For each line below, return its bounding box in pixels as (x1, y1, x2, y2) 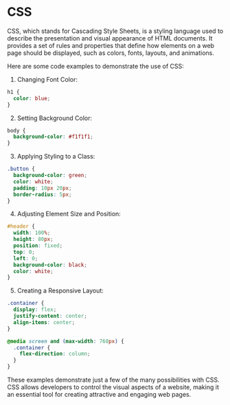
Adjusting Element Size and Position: (16, 210, 122, 218)
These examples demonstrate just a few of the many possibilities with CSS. (7, 375, 220, 384)
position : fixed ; (13, 242, 63, 249)
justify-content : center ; (13, 313, 88, 320)
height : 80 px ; (13, 236, 54, 243)
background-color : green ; (13, 172, 88, 179)
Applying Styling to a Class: (16, 152, 95, 161)
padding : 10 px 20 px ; (13, 185, 72, 192)
